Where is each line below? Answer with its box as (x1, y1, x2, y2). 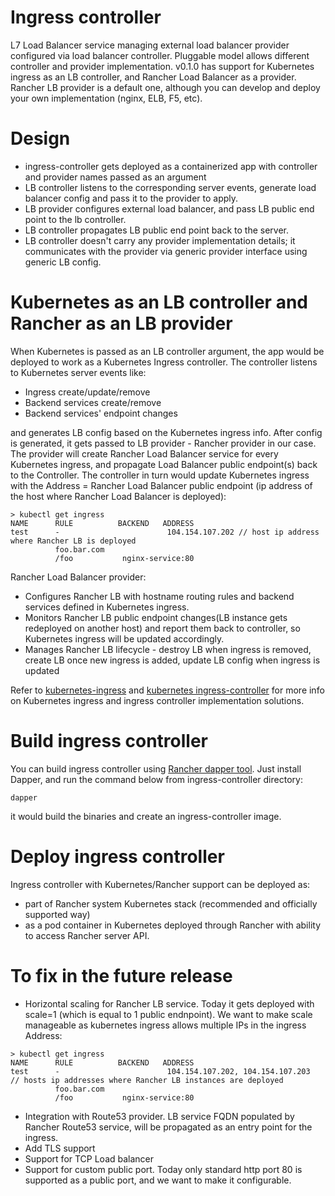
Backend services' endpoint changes (24, 407, 178, 419)
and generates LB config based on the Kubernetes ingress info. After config (10, 426, 323, 438)
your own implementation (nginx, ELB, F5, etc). (10, 92, 203, 104)
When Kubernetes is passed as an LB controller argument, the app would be (10, 345, 325, 357)
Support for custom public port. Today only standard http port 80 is (24, 1163, 303, 1175)
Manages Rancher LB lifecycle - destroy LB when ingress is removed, (24, 643, 312, 655)
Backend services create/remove (24, 396, 162, 408)
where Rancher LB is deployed (10, 536, 137, 546)
